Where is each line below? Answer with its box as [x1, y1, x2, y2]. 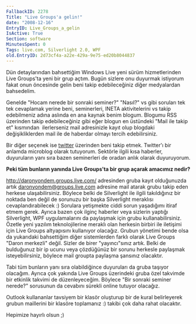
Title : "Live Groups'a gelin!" [6, 14, 83, 20]
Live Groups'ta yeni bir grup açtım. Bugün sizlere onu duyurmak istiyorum [6, 75, 184, 82]
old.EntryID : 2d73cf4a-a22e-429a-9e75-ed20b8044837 [6, 52, 135, 58]
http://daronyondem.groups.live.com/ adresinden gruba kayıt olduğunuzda [6, 177, 187, 184]
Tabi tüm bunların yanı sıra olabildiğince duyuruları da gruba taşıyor [6, 263, 169, 270]
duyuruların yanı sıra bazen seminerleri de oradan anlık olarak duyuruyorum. [6, 154, 191, 161]
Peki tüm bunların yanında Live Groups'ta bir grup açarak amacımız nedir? [6, 166, 191, 173]
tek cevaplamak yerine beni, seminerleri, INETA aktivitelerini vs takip [6, 105, 171, 112]
